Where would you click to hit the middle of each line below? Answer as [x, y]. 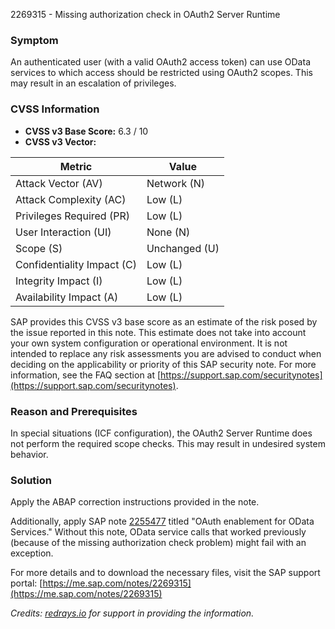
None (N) [168, 232]
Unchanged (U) [183, 248]
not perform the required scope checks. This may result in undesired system [168, 443]
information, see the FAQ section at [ [86, 375]
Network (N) [176, 183]
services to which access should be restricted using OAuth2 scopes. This [161, 73]
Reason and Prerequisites [74, 411]
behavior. [29, 454]
